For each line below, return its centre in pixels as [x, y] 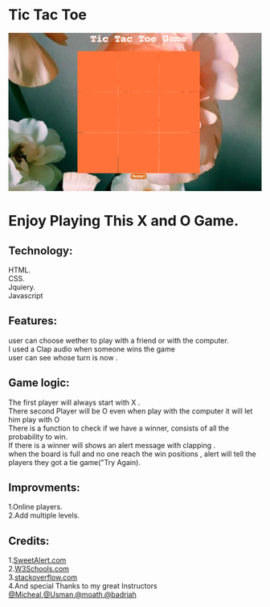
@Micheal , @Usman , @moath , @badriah [72, 595]
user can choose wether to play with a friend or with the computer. [119, 340]
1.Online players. [35, 507]
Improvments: [44, 487]
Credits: [29, 540]
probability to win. [38, 436]
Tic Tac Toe [47, 15]
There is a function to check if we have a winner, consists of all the [119, 428]
